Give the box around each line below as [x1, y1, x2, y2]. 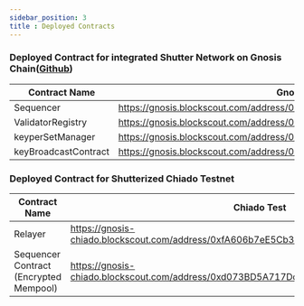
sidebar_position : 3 [9, 13, 88, 23]
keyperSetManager [14, 130, 96, 143]
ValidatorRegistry [14, 116, 88, 128]
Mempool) [14, 282, 58, 294]
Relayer [14, 227, 47, 240]
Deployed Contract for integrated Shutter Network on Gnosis [9, 51, 282, 64]
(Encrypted [14, 271, 62, 283]
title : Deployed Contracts [9, 22, 116, 31]
